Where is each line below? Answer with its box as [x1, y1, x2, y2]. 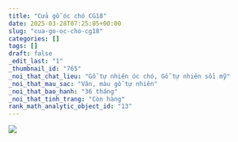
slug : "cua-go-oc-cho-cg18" [8, 27, 104, 35]
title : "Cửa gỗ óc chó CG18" [8, 11, 107, 20]
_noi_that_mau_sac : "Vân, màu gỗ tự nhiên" [8, 80, 158, 88]
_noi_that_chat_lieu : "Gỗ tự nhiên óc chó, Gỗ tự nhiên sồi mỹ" [8, 72, 231, 80]
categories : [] [8, 34, 60, 43]
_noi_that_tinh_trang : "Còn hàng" [8, 95, 126, 103]
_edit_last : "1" [8, 58, 63, 66]
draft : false [8, 49, 53, 58]
